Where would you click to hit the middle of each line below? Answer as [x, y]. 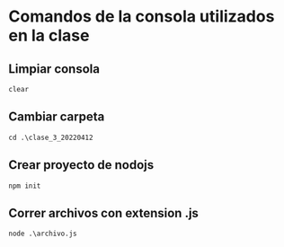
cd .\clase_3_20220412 [51, 137]
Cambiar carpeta [57, 117]
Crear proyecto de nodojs [81, 165]
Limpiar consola [54, 69]
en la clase [49, 35]
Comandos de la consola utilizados [142, 17]
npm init [25, 186]
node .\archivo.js [43, 234]
